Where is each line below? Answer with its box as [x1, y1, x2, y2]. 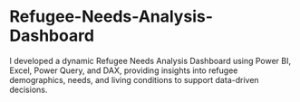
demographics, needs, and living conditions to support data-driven [9, 74, 260, 85]
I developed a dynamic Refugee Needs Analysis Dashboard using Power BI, [9, 55, 292, 66]
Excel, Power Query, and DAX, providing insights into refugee [9, 65, 238, 76]
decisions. [9, 84, 48, 95]
